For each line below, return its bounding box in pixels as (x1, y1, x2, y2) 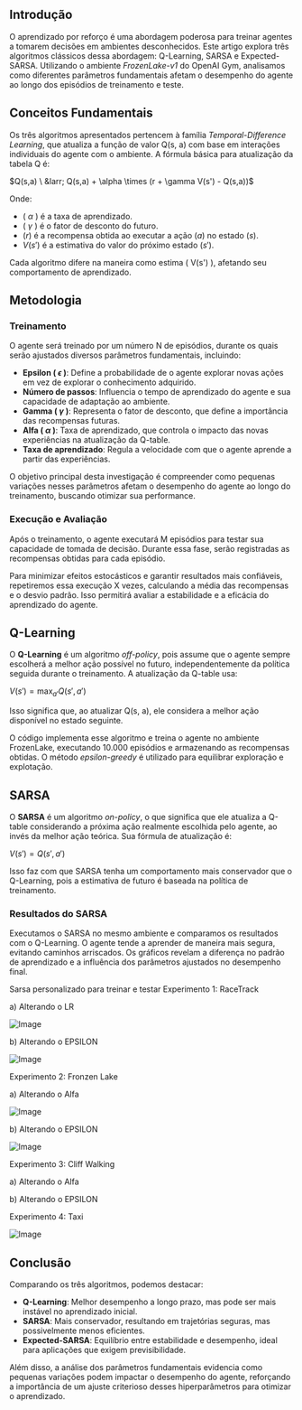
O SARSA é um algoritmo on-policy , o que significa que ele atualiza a (9, 812, 268, 823)
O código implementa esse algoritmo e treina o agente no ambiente (9, 733, 260, 743)
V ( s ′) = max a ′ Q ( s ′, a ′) (9, 686, 87, 699)
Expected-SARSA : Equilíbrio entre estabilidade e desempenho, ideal (22, 1335, 278, 1346)
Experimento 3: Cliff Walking (9, 1159, 115, 1170)
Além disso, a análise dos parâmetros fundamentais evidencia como (9, 1362, 263, 1373)
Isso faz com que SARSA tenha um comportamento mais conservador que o (9, 866, 293, 877)
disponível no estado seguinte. (9, 715, 124, 726)
